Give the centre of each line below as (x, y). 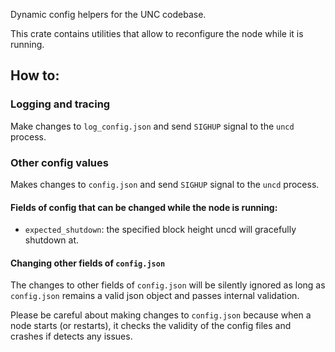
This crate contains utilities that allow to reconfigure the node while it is (157, 33)
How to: (35, 75)
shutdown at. (52, 240)
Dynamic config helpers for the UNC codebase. (108, 14)
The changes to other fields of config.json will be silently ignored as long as (168, 285)
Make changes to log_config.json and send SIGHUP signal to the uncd (152, 126)
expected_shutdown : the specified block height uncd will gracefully (160, 230)
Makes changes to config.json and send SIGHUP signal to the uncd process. (165, 184)
